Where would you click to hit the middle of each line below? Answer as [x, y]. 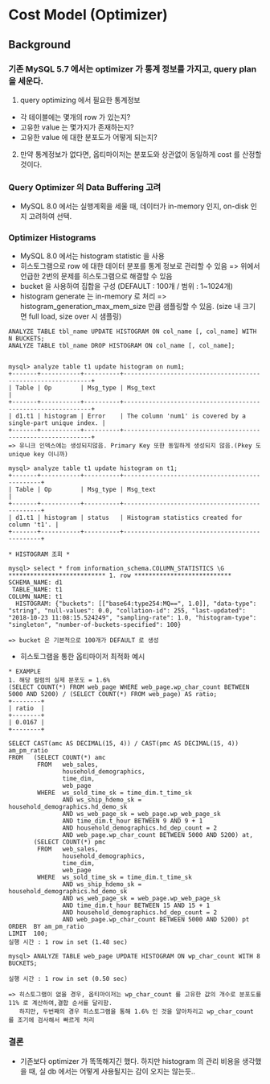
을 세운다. [26, 80]
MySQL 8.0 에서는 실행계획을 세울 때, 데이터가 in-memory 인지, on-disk [134, 206]
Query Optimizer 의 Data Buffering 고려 [85, 187]
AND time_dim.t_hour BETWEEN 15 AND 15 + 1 [136, 906]
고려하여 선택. [50, 216]
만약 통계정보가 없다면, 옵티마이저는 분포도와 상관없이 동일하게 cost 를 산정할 [141, 154]
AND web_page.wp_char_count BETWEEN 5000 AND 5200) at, [157, 835]
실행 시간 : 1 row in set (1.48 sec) [68, 942]
